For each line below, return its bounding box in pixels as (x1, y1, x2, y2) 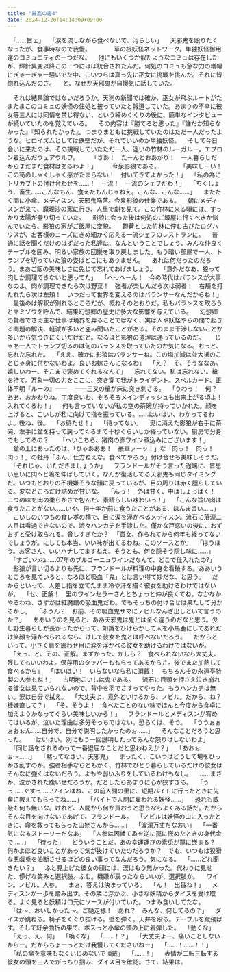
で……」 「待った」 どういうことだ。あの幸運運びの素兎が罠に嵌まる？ (7, 838, 216, 846)
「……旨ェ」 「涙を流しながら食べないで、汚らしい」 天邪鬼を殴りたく (12, 36, 219, 44)
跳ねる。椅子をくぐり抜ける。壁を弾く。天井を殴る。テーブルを (25, 915, 205, 923)
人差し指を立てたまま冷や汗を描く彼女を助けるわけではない (48, 581, 217, 589)
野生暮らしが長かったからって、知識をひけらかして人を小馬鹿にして (12, 624, 204, 632)
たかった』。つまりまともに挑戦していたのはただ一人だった (51, 127, 217, 136)
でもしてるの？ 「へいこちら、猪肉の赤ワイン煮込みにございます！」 (7, 435, 210, 444)
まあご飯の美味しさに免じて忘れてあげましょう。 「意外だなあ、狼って (18, 264, 220, 272)
